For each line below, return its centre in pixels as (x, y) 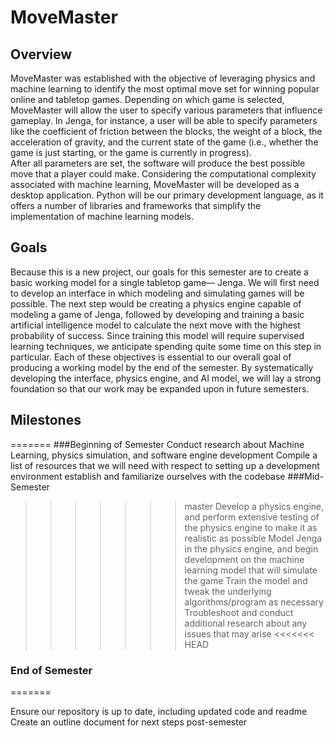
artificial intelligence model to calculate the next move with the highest (155, 325)
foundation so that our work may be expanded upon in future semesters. (160, 388)
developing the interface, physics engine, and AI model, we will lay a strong (166, 378)
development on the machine (244, 559)
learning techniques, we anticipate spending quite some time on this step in (166, 346)
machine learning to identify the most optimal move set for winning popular (165, 89)
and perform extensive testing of (252, 517)
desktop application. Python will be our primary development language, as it (167, 195)
